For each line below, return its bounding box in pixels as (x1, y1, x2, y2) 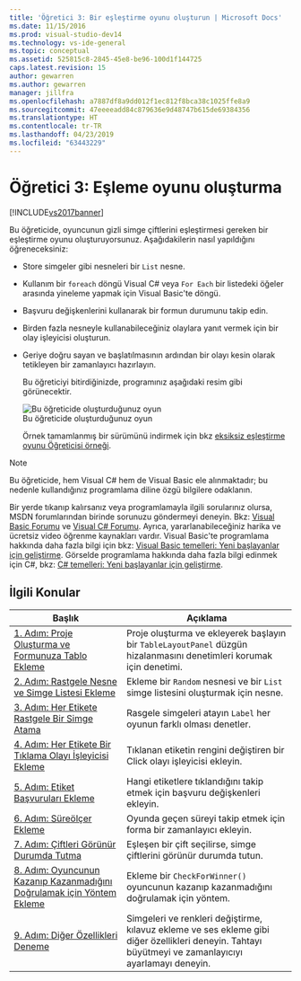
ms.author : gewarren (9, 80, 87, 89)
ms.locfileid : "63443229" (9, 138, 106, 147)
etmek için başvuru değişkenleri (126, 786, 262, 799)
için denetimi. (126, 660, 184, 673)
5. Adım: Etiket (13, 781, 74, 793)
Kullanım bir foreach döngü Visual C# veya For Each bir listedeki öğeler (21, 278, 284, 288)
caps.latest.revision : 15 (9, 64, 106, 73)
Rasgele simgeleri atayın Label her (126, 706, 271, 719)
